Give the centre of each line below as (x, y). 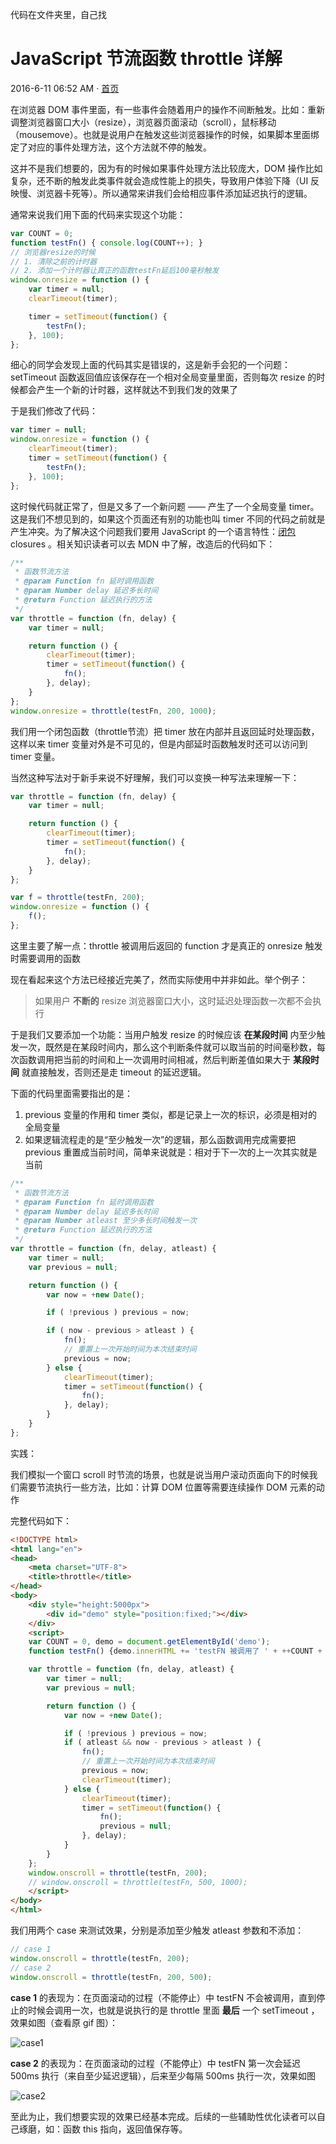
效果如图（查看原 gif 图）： (64, 2022)
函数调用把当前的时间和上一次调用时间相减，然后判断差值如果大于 (154, 1059)
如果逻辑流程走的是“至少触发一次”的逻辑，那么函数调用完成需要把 (160, 1139)
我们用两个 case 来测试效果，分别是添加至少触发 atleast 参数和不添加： (157, 1930)
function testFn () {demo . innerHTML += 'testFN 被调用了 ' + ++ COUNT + (175, 1651)
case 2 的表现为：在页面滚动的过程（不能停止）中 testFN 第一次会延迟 (156, 2063)
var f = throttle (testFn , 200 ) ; (77, 898)
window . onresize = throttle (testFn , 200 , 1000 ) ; (113, 711)
